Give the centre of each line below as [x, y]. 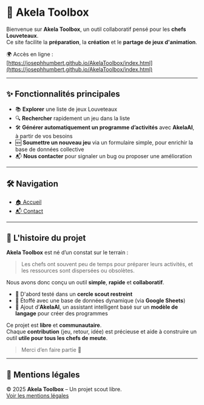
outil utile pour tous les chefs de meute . [57, 338]
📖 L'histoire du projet [46, 238]
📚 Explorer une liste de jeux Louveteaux [66, 109]
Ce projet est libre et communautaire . [54, 325]
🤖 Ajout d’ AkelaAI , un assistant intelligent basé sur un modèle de [97, 307]
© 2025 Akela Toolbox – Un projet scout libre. [64, 389]
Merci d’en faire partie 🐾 [51, 350]
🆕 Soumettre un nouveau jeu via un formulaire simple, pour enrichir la [104, 142]
